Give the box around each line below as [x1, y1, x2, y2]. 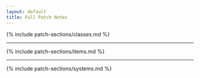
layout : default [6, 8, 46, 15]
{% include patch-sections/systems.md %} [6, 65, 112, 72]
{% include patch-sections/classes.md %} [6, 30, 110, 38]
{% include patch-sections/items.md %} [6, 48, 105, 55]
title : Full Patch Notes [6, 14, 68, 20]
